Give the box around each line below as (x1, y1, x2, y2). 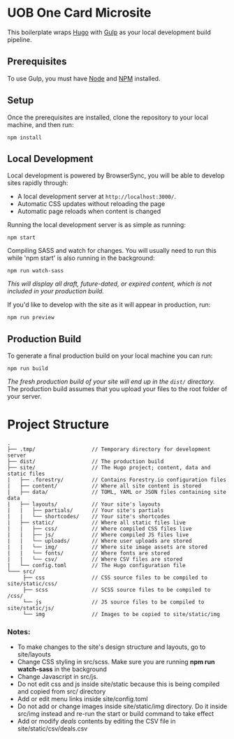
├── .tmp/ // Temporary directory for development (7, 446, 211, 453)
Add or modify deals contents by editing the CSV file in (17, 717, 176, 726)
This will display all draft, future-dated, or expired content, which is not (7, 279, 212, 288)
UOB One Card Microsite (7, 5, 152, 21)
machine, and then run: (7, 120, 74, 129)
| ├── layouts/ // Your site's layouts (7, 501, 161, 508)
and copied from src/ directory (17, 687, 106, 696)
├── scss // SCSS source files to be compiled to (22, 587, 211, 594)
